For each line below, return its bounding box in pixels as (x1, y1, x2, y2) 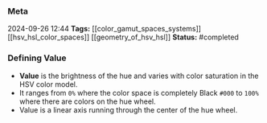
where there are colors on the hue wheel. (18, 96, 156, 106)
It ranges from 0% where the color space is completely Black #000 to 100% (18, 88, 259, 97)
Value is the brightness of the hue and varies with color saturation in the (18, 71, 259, 80)
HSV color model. (18, 79, 78, 89)
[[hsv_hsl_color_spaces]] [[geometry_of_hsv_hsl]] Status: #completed (7, 32, 239, 42)
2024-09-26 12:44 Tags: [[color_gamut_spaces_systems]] (7, 24, 202, 34)
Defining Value (7, 52, 67, 64)
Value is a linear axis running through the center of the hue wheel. (18, 105, 238, 114)
